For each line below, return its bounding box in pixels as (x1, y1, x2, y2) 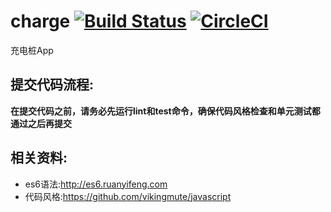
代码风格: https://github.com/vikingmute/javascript (24, 190, 232, 202)
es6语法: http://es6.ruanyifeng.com (24, 178, 168, 190)
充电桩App (10, 44, 54, 56)
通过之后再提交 (10, 117, 72, 129)
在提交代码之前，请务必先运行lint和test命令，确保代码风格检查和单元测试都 (10, 105, 321, 117)
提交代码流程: (10, 76, 95, 94)
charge (10, 10, 71, 33)
